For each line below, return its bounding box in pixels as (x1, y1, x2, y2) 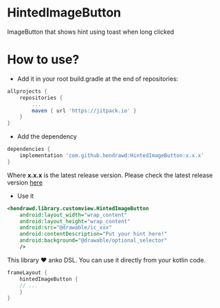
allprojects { (7, 88, 48, 94)
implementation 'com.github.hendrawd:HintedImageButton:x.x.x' (19, 152, 205, 159)
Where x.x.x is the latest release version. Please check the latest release (7, 171, 213, 179)
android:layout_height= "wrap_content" (19, 218, 131, 225)
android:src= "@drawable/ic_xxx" (19, 224, 112, 232)
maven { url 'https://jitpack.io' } (32, 107, 137, 114)
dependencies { (7, 146, 51, 153)
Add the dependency (16, 132, 77, 141)
